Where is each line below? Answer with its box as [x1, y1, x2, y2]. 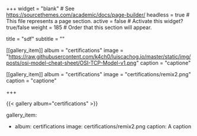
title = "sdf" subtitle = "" [6, 35, 65, 42]
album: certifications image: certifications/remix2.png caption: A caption [14, 123, 192, 129]
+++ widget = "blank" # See [6, 5, 75, 12]
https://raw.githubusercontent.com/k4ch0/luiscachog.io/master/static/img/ [8, 53, 191, 60]
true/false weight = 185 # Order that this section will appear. [6, 24, 152, 31]
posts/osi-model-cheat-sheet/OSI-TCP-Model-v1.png [6, 59, 137, 66]
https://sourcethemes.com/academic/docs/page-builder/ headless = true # [6, 11, 190, 18]
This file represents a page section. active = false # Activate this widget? [6, 18, 183, 24]
